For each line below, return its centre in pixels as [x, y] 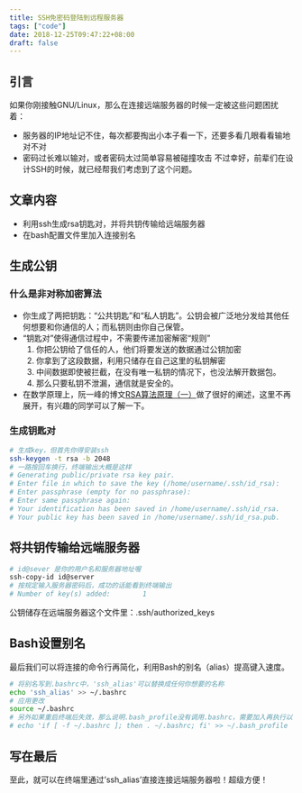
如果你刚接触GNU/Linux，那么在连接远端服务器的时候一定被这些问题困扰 [144, 105]
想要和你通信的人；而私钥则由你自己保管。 [110, 326]
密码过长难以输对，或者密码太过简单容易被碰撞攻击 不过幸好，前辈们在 [154, 158]
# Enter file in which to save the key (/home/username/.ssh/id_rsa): [145, 484]
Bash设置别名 [47, 644]
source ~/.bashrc [42, 709]
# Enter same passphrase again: [70, 501]
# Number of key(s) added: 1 [78, 594]
